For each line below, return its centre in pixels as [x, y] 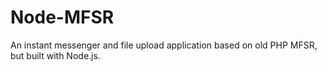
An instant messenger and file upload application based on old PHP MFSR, [164, 45]
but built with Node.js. [55, 55]
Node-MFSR [62, 17]
